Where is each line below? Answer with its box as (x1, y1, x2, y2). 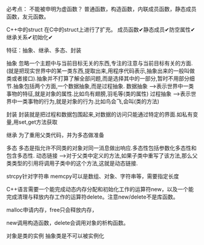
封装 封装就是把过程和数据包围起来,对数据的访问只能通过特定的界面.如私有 (6, 111, 194, 118)
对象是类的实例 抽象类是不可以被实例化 (6, 232, 104, 240)
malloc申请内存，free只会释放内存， (6, 207, 98, 213)
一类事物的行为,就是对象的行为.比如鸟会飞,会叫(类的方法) (16, 98, 160, 105)
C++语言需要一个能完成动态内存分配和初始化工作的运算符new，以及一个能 (6, 186, 194, 192)
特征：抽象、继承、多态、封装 (6, 46, 81, 54)
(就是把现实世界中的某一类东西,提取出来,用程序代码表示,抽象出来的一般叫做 (6, 67, 195, 75)
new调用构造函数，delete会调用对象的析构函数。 (6, 219, 129, 226)
